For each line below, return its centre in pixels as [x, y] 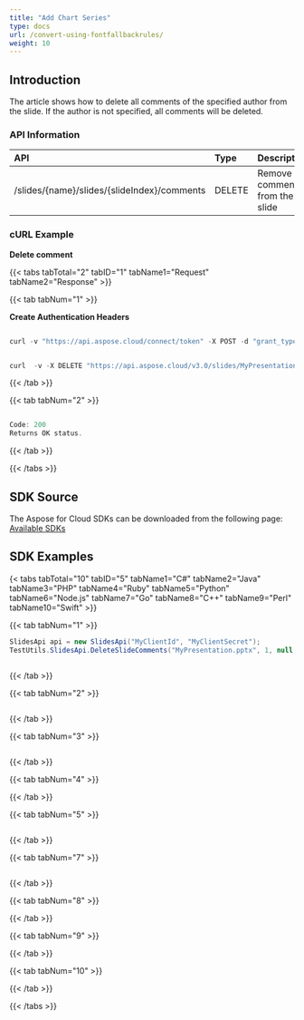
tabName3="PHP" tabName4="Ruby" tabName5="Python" [119, 588]
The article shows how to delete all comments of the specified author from [148, 102]
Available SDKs [38, 528]
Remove [275, 173]
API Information [45, 134]
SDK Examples [52, 557]
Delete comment [41, 254]
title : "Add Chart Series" [60, 18]
